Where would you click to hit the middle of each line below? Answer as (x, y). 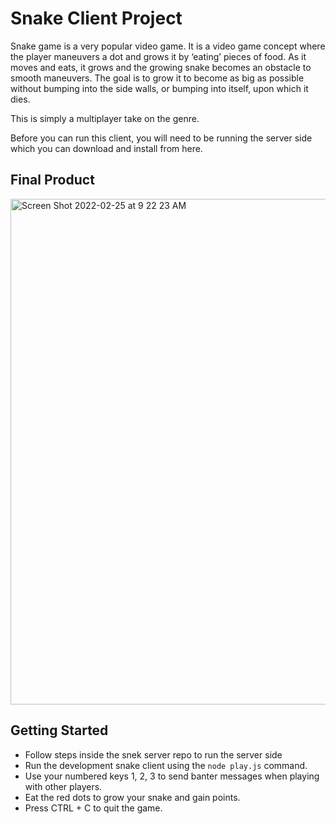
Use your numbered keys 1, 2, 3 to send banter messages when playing (172, 776)
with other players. (63, 786)
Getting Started (59, 730)
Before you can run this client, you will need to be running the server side (161, 138)
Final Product (52, 180)
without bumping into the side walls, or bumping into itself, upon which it (159, 88)
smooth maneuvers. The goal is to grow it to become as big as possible (157, 78)
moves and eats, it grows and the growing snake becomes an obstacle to (161, 67)
